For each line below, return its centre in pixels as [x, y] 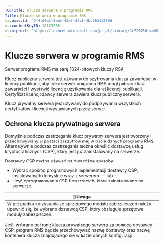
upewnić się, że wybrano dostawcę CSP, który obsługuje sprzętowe [75, 209]
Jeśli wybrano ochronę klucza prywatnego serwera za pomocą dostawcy [79, 225]
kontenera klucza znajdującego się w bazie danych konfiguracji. [70, 235]
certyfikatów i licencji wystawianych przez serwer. [56, 109]
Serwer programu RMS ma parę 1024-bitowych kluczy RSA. [65, 69]
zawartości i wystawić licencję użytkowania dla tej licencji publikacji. [74, 89]
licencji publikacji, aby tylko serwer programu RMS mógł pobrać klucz [75, 84]
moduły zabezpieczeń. [30, 214]
